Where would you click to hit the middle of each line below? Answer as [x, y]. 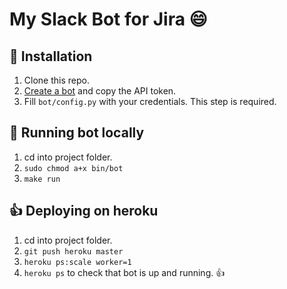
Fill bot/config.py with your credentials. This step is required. [150, 101]
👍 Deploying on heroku [84, 211]
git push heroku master [73, 251]
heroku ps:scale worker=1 [77, 262]
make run [42, 179]
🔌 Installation [51, 56]
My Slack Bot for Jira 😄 [108, 19]
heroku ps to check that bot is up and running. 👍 [124, 272]
